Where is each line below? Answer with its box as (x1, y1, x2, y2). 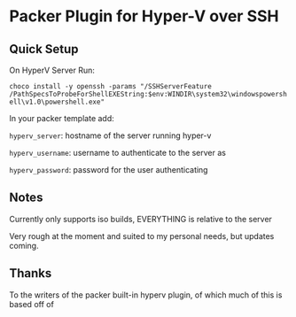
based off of (9, 298, 55, 309)
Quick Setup (9, 42, 79, 57)
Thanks (9, 266, 52, 281)
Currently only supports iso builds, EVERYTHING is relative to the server (9, 213, 273, 224)
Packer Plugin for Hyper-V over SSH (9, 6, 279, 27)
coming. (9, 240, 39, 251)
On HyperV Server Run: (9, 65, 96, 75)
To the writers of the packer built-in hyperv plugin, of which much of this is (9, 290, 283, 300)
